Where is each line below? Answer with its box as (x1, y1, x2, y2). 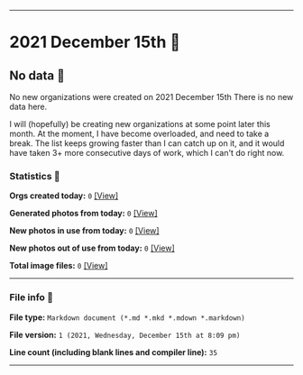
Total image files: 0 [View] (9, 261, 108, 271)
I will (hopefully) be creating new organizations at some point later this (9, 119, 271, 129)
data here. (9, 101, 48, 112)
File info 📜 (9, 291, 54, 304)
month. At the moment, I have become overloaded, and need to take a (9, 128, 270, 139)
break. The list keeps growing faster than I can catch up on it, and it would (9, 138, 285, 149)
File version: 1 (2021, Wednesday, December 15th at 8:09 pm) (9, 329, 241, 340)
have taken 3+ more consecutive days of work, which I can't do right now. (9, 148, 285, 158)
